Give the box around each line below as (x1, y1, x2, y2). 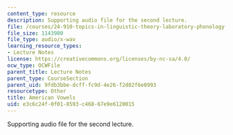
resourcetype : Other (7, 88, 67, 95)
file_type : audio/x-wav (7, 36, 76, 43)
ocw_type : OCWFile (7, 62, 60, 69)
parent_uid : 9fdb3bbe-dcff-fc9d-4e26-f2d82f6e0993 (7, 81, 157, 88)
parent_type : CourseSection (7, 74, 89, 82)
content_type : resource (7, 10, 76, 17)
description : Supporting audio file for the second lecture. (7, 17, 188, 24)
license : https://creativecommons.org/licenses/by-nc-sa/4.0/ (7, 56, 191, 63)
